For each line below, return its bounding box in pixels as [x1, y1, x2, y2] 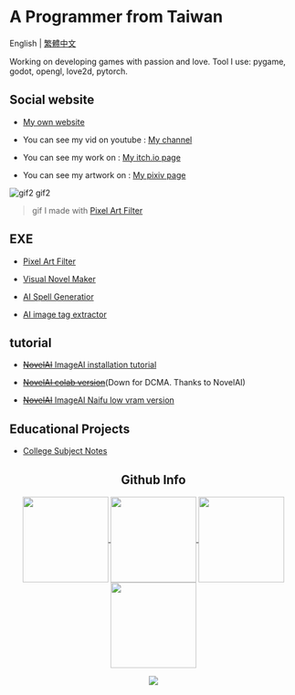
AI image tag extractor [22, 309, 107, 320]
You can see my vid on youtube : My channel [22, 134, 193, 145]
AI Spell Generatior [22, 290, 94, 302]
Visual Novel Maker [22, 273, 96, 284]
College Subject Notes [22, 446, 108, 457]
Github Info [121, 472, 186, 488]
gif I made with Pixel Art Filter [31, 205, 143, 216]
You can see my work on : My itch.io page [22, 152, 181, 163]
